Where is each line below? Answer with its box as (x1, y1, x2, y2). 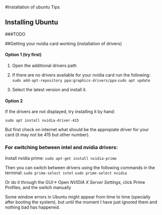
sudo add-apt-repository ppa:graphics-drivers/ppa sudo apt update (12, 78, 150, 83)
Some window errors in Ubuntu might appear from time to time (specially (5, 194, 151, 199)
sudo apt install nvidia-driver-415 (5, 118, 79, 123)
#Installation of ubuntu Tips (5, 4, 60, 10)
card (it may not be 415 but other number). (5, 132, 90, 138)
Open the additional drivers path (12, 63, 77, 69)
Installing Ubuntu (5, 18, 58, 26)
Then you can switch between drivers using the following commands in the (5, 164, 155, 170)
